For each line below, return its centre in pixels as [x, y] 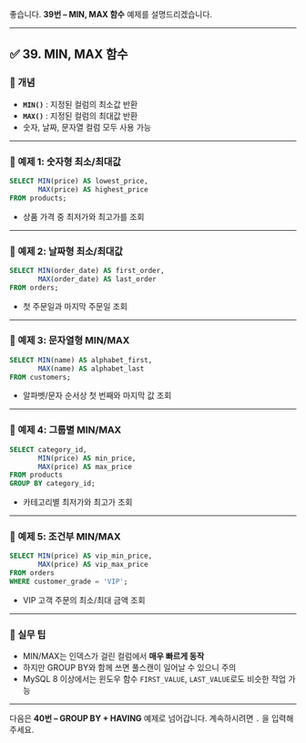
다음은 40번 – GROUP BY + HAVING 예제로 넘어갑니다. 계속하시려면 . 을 [140, 718]
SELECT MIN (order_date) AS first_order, [87, 270]
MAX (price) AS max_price [85, 466]
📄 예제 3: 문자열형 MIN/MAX [70, 340]
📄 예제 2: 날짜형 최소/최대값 [66, 251]
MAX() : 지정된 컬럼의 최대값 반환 [80, 115]
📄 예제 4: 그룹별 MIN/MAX [66, 430]
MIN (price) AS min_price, [87, 458]
